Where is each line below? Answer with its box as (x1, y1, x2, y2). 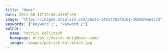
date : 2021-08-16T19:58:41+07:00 (5, 12, 76, 17)
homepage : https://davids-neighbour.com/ (10, 36, 99, 41)
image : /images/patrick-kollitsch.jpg (10, 40, 93, 45)
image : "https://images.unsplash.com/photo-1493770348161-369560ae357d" (5, 17, 163, 22)
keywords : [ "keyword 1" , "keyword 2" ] (5, 21, 88, 27)
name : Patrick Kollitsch (10, 31, 63, 36)
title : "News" (5, 7, 36, 13)
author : (5, 26, 22, 31)
